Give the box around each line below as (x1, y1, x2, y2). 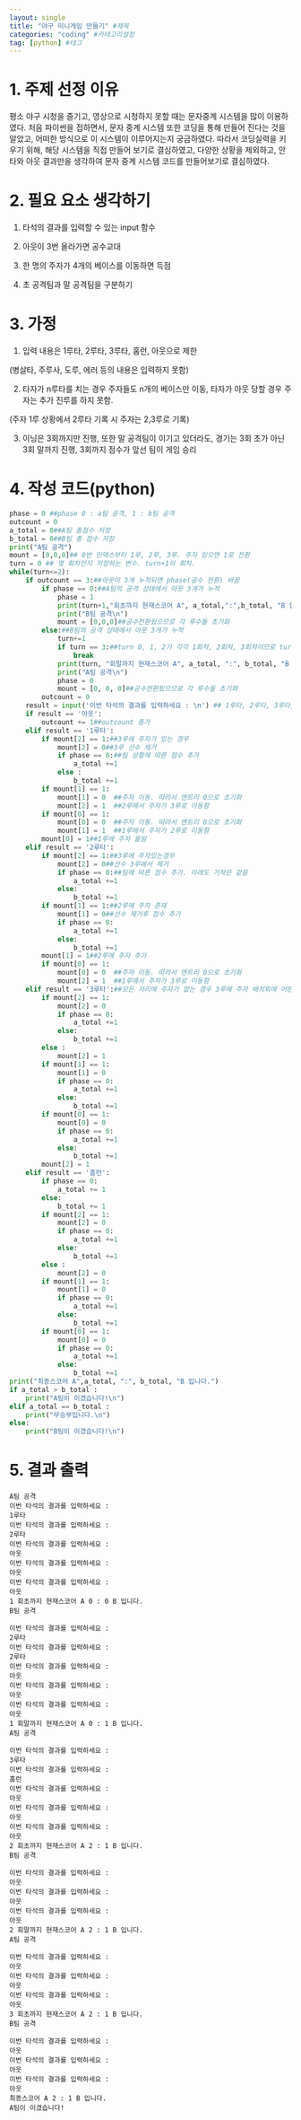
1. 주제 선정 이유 (9, 80, 119, 100)
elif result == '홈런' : (25, 1169, 110, 1178)
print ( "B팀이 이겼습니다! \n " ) (25, 1427, 125, 1436)
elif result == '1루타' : (25, 726, 115, 735)
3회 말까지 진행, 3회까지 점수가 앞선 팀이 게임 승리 (21, 444, 197, 455)
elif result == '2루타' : (25, 843, 115, 852)
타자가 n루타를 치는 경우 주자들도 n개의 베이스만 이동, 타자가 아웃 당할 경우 (21, 383, 282, 395)
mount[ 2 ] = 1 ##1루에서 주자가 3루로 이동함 (56, 977, 210, 986)
